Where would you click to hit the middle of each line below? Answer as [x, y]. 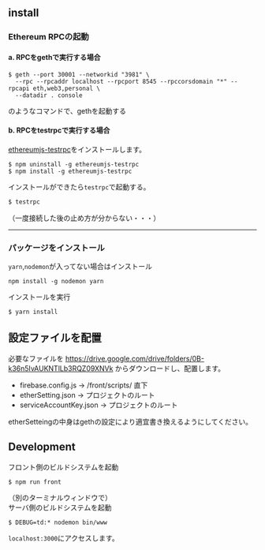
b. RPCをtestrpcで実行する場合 [59, 130]
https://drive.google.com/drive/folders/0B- [135, 358]
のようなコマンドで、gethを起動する [67, 110]
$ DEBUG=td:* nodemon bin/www [58, 522]
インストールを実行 [39, 297]
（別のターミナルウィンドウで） [60, 497]
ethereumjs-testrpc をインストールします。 [77, 149]
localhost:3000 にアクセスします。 [64, 538]
